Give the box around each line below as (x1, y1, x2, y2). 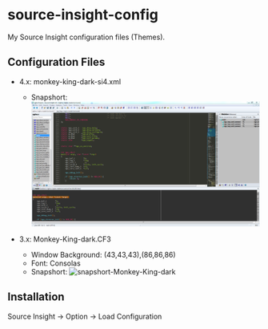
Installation (7, 290, 65, 304)
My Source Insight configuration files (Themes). (7, 32, 166, 42)
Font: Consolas (30, 258, 81, 268)
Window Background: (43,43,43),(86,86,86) (30, 250, 177, 259)
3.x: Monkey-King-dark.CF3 (18, 234, 111, 244)
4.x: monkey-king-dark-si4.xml (18, 76, 122, 86)
